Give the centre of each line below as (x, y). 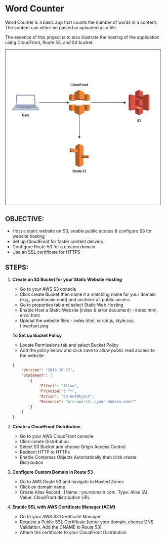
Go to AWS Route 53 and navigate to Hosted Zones (72, 482)
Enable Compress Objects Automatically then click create (78, 457)
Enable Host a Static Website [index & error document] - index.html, (89, 310)
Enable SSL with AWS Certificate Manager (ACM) (64, 507)
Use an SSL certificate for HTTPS (46, 252)
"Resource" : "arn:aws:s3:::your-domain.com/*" (88, 402)
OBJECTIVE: (25, 219)
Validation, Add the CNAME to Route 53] (61, 527)
